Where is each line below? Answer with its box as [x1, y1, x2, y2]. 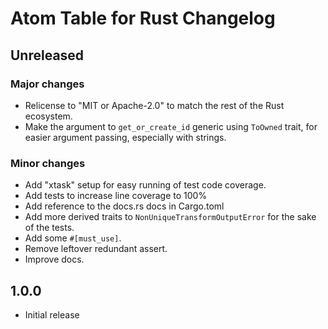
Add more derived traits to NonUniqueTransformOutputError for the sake [24, 211, 317, 223]
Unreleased [10, 47, 85, 64]
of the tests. [24, 222, 75, 234]
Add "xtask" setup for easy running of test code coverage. [24, 179, 267, 191]
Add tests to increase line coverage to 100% [24, 190, 208, 202]
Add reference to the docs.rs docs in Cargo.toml [24, 200, 225, 212]
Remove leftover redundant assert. [24, 243, 168, 255]
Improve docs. [24, 253, 85, 266]
